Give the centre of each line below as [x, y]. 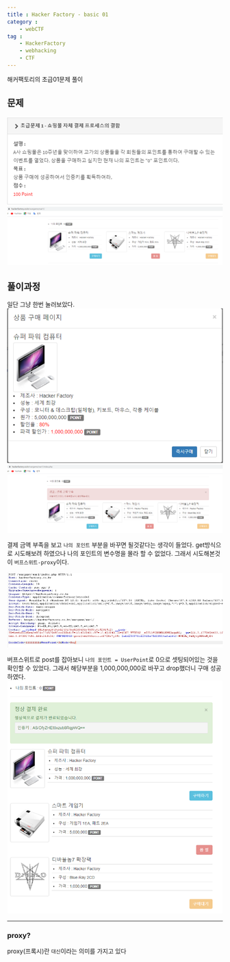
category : [23, 22]
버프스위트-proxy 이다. [42, 562]
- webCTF [32, 29]
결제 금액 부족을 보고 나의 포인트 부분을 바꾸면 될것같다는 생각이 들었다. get [106, 545]
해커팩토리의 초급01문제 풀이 [45, 79]
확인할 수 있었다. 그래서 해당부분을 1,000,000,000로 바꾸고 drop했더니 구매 [108, 668]
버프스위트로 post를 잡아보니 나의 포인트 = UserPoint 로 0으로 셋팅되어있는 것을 [113, 659]
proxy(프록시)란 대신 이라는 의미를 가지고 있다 [67, 951]
